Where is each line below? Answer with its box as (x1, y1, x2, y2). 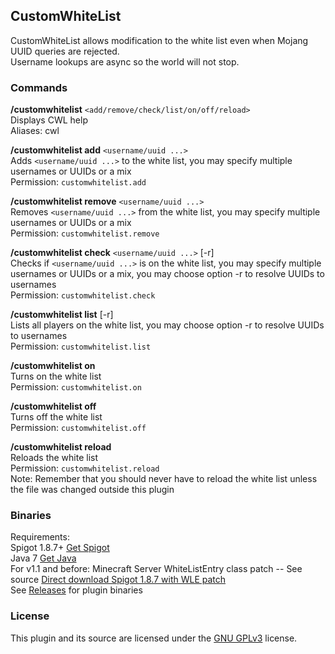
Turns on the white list (10, 370, 102, 383)
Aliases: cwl (10, 125, 60, 137)
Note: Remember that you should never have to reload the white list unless (10, 473, 318, 485)
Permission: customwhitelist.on (10, 381, 142, 393)
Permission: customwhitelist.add (10, 176, 147, 188)
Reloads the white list (10, 452, 99, 464)
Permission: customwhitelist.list (10, 340, 152, 353)
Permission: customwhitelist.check (10, 289, 156, 301)
